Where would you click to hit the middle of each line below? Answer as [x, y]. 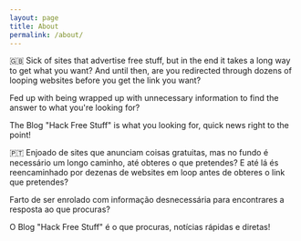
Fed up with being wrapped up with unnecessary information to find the [144, 98]
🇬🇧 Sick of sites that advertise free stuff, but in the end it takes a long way [150, 61]
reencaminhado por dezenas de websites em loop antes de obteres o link [147, 173]
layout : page [34, 18]
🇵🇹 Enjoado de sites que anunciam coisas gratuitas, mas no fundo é [139, 153]
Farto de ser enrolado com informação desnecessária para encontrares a [147, 200]
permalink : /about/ [47, 35]
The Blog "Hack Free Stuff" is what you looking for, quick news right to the [149, 126]
